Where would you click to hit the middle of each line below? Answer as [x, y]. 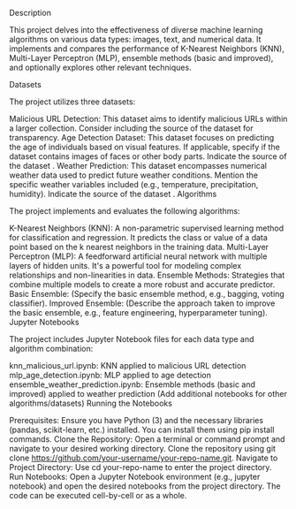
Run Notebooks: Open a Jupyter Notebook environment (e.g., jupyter [135, 477]
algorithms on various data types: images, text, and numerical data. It [135, 39]
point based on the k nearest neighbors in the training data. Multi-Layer [139, 247]
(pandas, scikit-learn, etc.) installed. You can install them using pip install [142, 429]
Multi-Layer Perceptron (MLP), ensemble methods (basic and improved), [141, 58]
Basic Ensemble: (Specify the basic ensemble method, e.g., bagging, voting [147, 294]
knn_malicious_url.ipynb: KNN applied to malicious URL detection [128, 365]
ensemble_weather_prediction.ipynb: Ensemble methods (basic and [133, 384]
